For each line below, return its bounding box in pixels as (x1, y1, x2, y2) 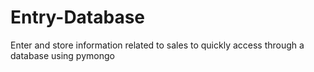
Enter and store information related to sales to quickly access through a (10, 39, 305, 51)
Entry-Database (10, 6, 146, 29)
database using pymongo (10, 49, 115, 61)
